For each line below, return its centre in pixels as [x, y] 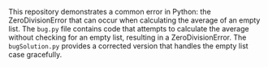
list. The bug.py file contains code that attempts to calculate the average [129, 29]
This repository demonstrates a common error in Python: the [110, 12]
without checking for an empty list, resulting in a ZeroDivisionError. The [128, 37]
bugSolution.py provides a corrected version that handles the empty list [129, 46]
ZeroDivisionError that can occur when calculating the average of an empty [134, 20]
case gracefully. [35, 54]
